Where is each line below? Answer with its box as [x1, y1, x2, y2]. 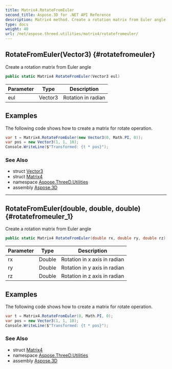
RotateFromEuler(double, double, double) [5, 204, 141, 213]
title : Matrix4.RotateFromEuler [5, 7, 74, 13]
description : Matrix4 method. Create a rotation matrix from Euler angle [5, 17, 166, 22]
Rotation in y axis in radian [61, 264, 124, 272]
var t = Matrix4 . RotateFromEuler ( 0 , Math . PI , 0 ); [5, 313, 114, 318]
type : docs [5, 22, 29, 27]
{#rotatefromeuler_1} [5, 212, 73, 221]
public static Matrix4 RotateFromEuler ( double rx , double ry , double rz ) [5, 236, 166, 241]
